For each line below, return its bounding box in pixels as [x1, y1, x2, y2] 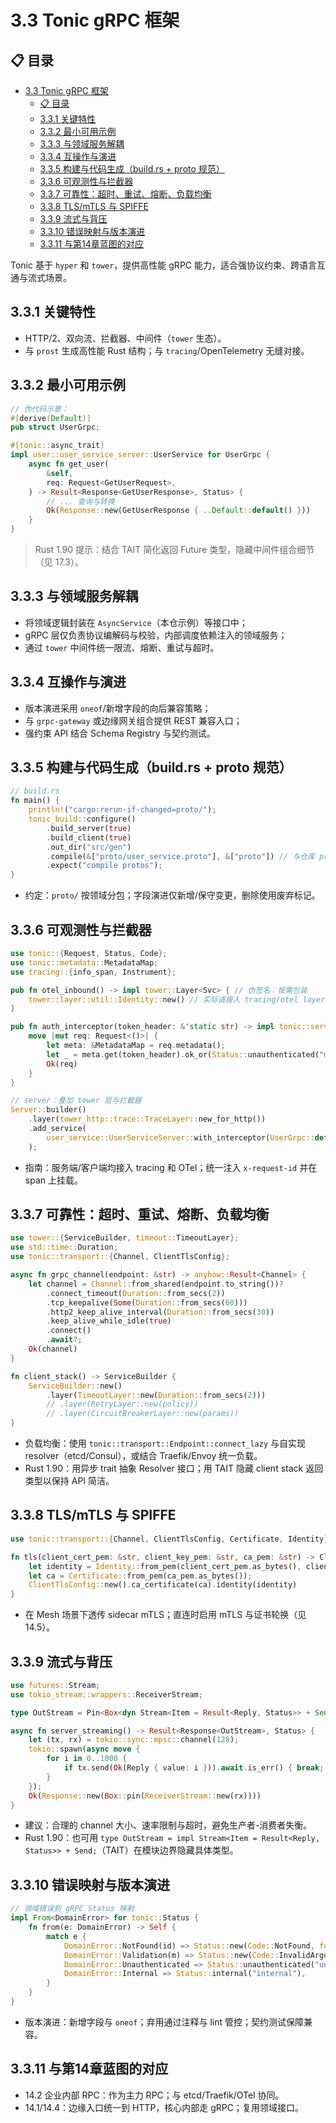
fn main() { [10, 796, 60, 806]
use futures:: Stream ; [10, 1680, 101, 1690]
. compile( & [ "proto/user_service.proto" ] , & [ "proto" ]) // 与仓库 [46, 851, 315, 861]
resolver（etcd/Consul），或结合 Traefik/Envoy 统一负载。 [24, 1450, 263, 1462]
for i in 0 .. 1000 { [46, 1754, 128, 1764]
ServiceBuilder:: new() [28, 1381, 123, 1391]
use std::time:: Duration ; [10, 1242, 118, 1253]
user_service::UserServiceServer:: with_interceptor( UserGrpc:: [46, 1132, 315, 1143]
